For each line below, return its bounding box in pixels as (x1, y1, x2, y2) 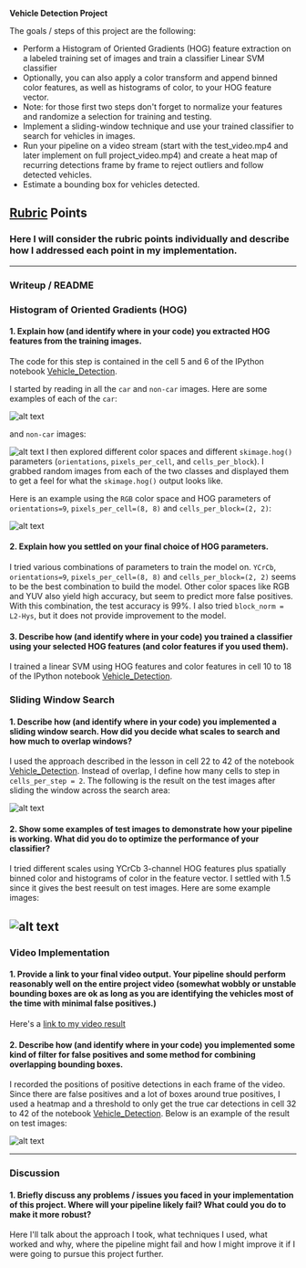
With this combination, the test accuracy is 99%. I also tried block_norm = (9, 600, 284, 611)
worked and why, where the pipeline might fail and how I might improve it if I (9, 1239, 296, 1250)
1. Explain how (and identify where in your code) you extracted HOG (9, 326, 270, 337)
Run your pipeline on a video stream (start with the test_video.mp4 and (22, 141, 289, 151)
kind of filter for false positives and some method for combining (9, 1049, 256, 1060)
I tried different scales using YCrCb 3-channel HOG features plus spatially (9, 863, 287, 874)
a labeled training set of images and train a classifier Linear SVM (22, 53, 265, 63)
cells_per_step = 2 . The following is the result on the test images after (9, 776, 276, 787)
